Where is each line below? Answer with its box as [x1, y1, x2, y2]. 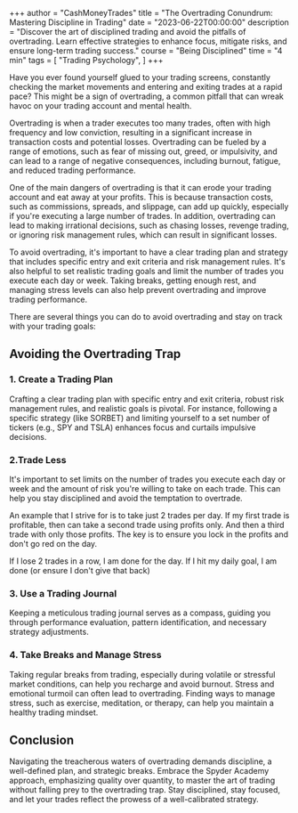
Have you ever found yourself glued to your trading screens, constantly [9, 72, 271, 83]
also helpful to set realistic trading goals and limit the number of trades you [9, 266, 285, 276]
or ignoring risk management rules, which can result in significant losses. [9, 230, 278, 240]
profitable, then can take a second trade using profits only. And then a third [9, 519, 285, 530]
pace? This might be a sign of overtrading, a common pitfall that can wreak [9, 91, 285, 102]
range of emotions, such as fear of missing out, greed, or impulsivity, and [9, 146, 278, 157]
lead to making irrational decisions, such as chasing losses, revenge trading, [9, 220, 289, 231]
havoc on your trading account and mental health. [9, 101, 192, 110]
